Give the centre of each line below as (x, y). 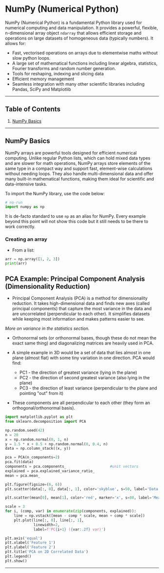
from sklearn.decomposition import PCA (46, 422)
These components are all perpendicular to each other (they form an (81, 403)
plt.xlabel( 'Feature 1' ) (30, 543)
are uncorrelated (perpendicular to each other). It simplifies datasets (81, 314)
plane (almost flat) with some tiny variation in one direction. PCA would (83, 358)
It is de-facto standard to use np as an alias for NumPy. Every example (75, 216)
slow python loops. (31, 58)
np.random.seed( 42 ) (25, 430)
